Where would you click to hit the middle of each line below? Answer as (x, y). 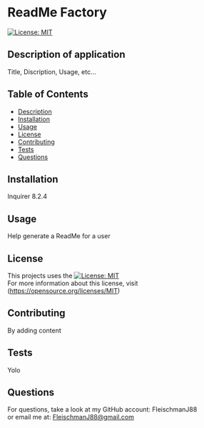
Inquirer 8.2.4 (27, 196)
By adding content (35, 330)
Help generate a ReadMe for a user (59, 236)
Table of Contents (48, 95)
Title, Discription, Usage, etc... (52, 71)
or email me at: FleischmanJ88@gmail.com (71, 417)
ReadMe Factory (57, 12)
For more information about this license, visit (73, 283)
